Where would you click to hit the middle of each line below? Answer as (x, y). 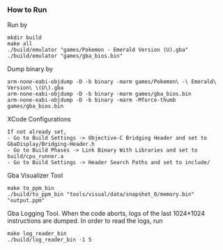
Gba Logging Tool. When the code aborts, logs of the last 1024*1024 (106, 214)
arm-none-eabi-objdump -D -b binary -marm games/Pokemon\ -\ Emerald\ (112, 82)
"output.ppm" (26, 200)
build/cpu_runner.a (36, 156)
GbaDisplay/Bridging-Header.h (51, 145)
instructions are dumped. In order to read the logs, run (85, 221)
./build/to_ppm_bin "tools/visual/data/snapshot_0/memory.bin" (101, 194)
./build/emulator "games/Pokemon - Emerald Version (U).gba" (98, 50)
